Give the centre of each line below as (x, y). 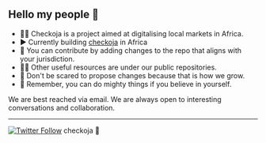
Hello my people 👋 (53, 15)
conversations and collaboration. (62, 107)
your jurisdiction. (47, 58)
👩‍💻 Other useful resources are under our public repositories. (118, 67)
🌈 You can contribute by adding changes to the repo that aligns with (130, 50)
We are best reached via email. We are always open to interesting (115, 99)
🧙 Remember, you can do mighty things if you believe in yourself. (125, 84)
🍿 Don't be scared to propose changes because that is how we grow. (132, 75)
